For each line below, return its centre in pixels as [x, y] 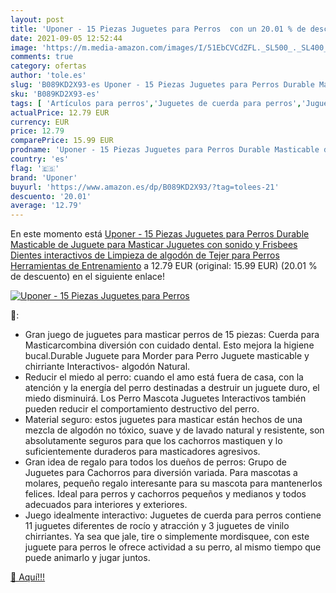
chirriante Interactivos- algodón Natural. [107, 367]
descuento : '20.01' [51, 196]
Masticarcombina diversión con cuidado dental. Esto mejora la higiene [169, 345]
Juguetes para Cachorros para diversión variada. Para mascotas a [161, 473]
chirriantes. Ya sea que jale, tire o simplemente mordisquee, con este [167, 537]
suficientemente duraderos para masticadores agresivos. [142, 452]
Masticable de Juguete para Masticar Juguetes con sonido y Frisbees [154, 245]
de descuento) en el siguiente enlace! [87, 277]
